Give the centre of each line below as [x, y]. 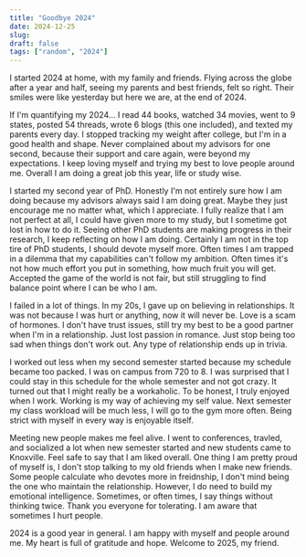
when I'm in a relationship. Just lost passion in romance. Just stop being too [153, 335]
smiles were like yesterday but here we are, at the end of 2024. [128, 98]
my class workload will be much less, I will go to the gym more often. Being [151, 411]
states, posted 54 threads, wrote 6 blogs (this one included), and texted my [151, 125]
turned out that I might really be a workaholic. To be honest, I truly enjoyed [150, 391]
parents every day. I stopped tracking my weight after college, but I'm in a [148, 134]
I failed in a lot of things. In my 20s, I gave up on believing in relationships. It [152, 306]
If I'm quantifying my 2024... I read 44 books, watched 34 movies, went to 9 [153, 115]
